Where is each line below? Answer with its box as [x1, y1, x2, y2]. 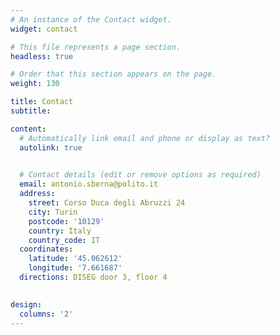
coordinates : [19, 244, 74, 255]
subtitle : [10, 106, 52, 116]
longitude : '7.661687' [28, 263, 123, 273]
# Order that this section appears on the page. [10, 69, 217, 80]
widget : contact [10, 24, 78, 34]
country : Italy [28, 226, 92, 236]
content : [10, 124, 47, 134]
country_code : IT [28, 235, 101, 245]
